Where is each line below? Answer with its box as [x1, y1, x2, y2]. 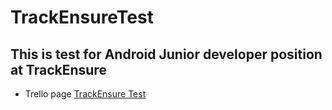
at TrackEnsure [10, 61, 107, 78]
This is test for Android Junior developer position [10, 46, 323, 63]
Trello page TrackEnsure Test [24, 88, 147, 100]
